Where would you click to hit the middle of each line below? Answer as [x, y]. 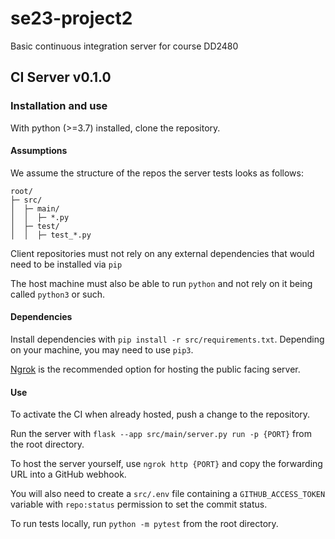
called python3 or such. [58, 294]
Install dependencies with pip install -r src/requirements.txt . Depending [167, 339]
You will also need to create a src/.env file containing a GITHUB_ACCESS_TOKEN [168, 494]
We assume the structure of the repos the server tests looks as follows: [157, 173]
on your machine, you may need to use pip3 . [102, 350]
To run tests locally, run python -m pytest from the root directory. [144, 524]
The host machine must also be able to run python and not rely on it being [161, 283]
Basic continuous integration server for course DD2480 [124, 46]
